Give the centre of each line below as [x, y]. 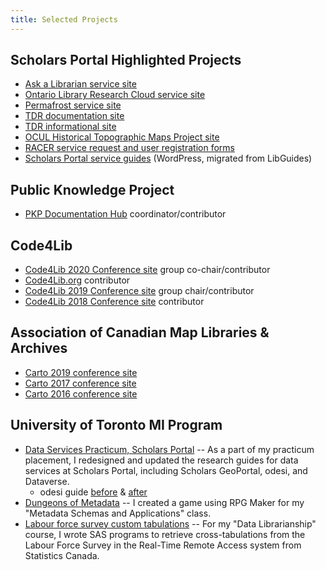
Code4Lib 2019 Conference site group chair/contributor [139, 291]
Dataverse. [47, 481]
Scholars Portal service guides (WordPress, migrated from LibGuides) [168, 158]
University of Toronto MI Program [116, 425]
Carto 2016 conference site [81, 393]
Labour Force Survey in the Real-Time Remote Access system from [163, 545]
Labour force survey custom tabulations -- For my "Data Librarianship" [170, 523]
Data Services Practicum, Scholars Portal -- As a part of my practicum [169, 449]
